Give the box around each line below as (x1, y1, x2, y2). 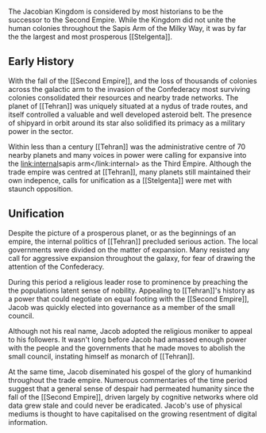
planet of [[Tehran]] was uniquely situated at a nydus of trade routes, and (8, 101, 249, 110)
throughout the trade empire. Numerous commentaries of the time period (8, 375, 248, 385)
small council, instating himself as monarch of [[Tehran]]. (8, 351, 195, 361)
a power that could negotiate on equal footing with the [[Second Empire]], (8, 293, 249, 304)
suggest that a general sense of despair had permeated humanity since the (8, 384, 255, 393)
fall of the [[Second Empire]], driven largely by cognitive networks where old (8, 392, 259, 401)
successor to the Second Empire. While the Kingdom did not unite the (8, 15, 237, 25)
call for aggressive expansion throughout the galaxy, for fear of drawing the (8, 253, 256, 262)
